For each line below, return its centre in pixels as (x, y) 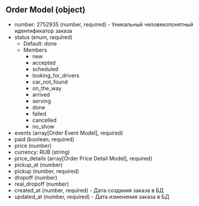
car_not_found (50, 82)
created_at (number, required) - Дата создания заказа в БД (89, 190)
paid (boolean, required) (44, 139)
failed (39, 114)
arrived (41, 94)
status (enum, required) (43, 37)
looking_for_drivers (56, 75)
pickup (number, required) (46, 171)
